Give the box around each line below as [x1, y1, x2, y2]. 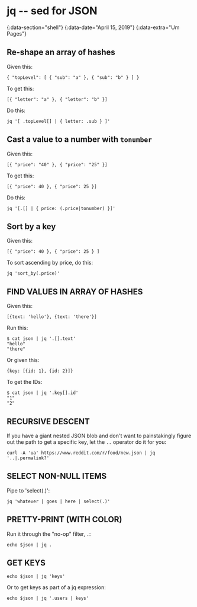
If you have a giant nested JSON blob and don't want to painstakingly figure [7, 432, 192, 439]
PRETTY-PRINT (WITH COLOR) [7, 514, 122, 525]
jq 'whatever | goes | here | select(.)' [7, 498, 111, 504]
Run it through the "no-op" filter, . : [7, 530, 91, 538]
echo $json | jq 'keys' [7, 574, 66, 580]
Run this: [7, 325, 28, 332]
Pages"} [7, 30, 27, 37]
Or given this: [7, 357, 40, 364]
